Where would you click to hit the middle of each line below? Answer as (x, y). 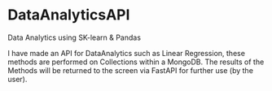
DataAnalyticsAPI (69, 15)
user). (18, 79)
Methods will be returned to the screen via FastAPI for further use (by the (131, 70)
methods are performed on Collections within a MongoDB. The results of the (136, 62)
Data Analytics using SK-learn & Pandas (75, 37)
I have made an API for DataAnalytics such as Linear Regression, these (127, 53)
